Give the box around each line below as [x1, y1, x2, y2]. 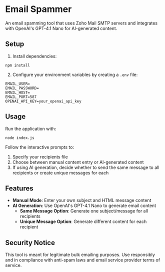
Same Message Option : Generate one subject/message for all [19, 208, 148, 214]
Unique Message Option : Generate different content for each [19, 218, 147, 224]
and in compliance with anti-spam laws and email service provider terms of [5, 257, 160, 263]
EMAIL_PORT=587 [5, 94, 37, 99]
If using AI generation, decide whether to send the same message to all [12, 164, 159, 170]
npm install [5, 62, 30, 68]
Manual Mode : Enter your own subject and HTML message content [12, 197, 151, 203]
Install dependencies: [12, 53, 57, 59]
